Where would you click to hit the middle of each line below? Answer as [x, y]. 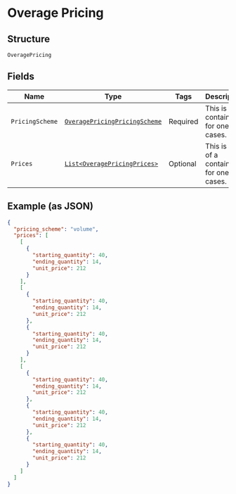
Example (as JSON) [50, 207]
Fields [21, 76]
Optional [182, 163]
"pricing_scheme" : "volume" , [56, 229]
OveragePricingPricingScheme [113, 121]
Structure [29, 39]
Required [183, 121]
